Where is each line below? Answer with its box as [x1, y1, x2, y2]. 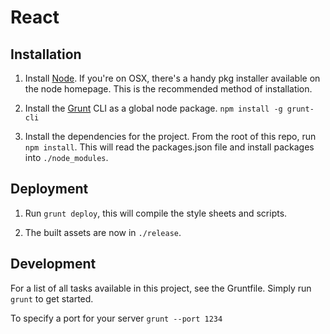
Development [10, 256, 97, 273]
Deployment [10, 181, 89, 198]
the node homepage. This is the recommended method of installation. [24, 83, 313, 95]
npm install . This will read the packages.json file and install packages [24, 141, 315, 153]
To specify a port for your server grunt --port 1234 [10, 312, 223, 324]
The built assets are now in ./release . [24, 226, 182, 238]
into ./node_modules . [24, 152, 109, 163]
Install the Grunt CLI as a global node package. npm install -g [24, 102, 283, 114]
